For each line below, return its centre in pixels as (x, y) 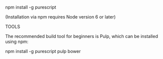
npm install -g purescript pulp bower (43, 51)
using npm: (17, 41)
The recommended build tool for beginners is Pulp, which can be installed (82, 36)
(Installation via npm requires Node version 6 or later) (60, 17)
